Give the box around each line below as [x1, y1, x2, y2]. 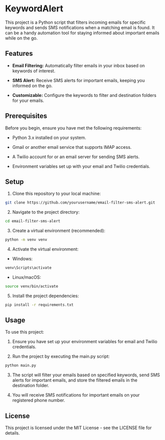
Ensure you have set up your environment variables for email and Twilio [12, 339, 158, 345]
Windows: [12, 256, 33, 262]
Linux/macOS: [12, 274, 41, 280]
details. [5, 430, 20, 436]
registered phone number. [12, 397, 66, 403]
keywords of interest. [12, 68, 56, 74]
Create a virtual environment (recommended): [12, 228, 105, 234]
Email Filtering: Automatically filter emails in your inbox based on [12, 62, 145, 68]
